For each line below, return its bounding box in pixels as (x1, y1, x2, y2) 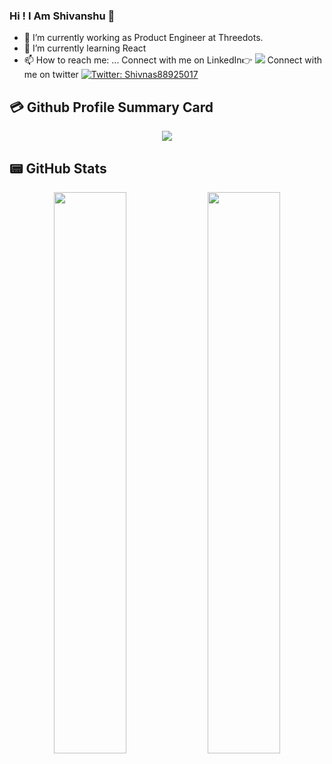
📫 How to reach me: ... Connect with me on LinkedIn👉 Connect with (23, 54, 323, 66)
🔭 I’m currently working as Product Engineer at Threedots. (23, 32, 264, 44)
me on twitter (23, 69, 79, 81)
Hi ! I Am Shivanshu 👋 (9, 9, 116, 23)
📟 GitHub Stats (9, 160, 107, 177)
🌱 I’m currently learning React (23, 42, 147, 54)
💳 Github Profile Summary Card (9, 99, 214, 116)
